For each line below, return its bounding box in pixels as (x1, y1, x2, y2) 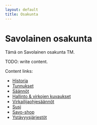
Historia (12, 78, 28, 84)
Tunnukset (12, 83, 34, 89)
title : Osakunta (5, 12, 38, 17)
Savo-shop (12, 109, 35, 115)
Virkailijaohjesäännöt (12, 99, 55, 105)
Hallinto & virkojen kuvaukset (12, 94, 71, 99)
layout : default (5, 7, 38, 12)
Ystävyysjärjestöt (12, 114, 48, 121)
